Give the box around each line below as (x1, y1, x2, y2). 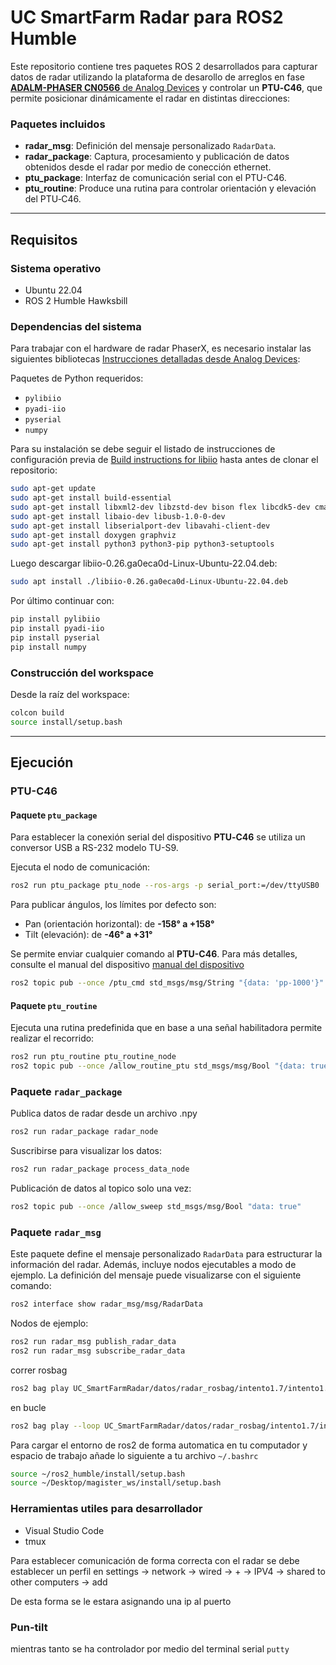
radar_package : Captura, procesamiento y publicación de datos (24, 151, 290, 163)
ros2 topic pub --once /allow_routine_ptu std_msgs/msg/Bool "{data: (10, 1061, 307, 1071)
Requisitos (10, 231, 78, 248)
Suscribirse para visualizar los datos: (10, 1145, 162, 1157)
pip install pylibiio (10, 614, 101, 625)
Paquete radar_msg (10, 1225, 102, 1239)
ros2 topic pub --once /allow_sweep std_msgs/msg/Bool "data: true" (10, 1202, 302, 1212)
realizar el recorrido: (10, 1032, 95, 1045)
